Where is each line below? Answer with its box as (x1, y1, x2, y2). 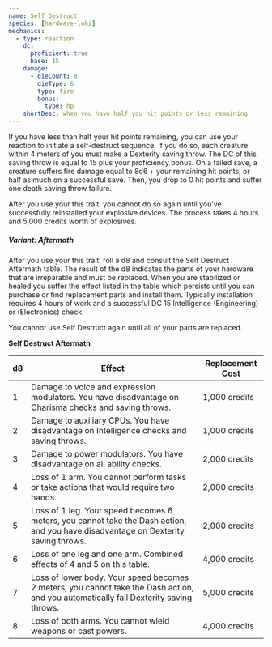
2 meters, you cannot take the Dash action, (31, 581, 194, 593)
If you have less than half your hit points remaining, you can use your (8, 132, 239, 142)
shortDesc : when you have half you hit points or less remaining (23, 110, 249, 118)
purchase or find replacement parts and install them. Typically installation (8, 289, 253, 300)
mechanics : (8, 27, 45, 35)
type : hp (44, 102, 74, 110)
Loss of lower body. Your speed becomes (31, 572, 189, 583)
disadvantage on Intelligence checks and (31, 424, 187, 436)
